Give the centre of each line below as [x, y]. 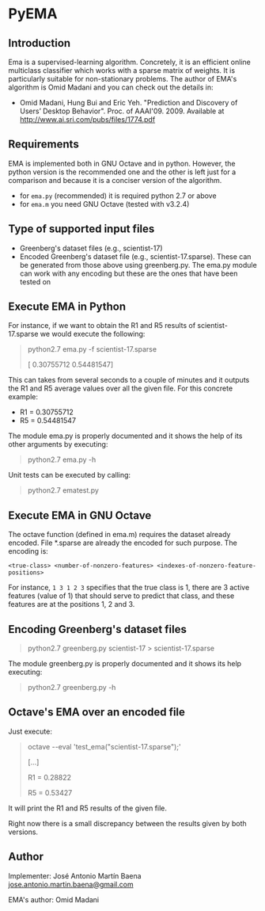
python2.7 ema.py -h [62, 459]
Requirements [44, 145]
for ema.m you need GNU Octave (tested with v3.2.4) [104, 204]
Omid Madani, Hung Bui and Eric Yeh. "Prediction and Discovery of [129, 103]
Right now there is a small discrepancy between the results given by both [127, 823]
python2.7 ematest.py [63, 490]
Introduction [40, 43]
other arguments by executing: [58, 444]
